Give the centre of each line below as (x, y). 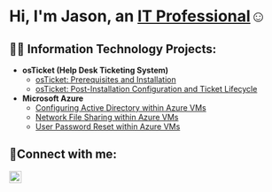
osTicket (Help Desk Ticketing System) (95, 70)
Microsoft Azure (53, 98)
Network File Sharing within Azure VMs (107, 117)
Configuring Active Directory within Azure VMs (120, 108)
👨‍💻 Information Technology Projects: (113, 49)
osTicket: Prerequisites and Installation (106, 80)
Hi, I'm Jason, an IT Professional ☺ (138, 16)
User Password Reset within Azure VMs (108, 127)
